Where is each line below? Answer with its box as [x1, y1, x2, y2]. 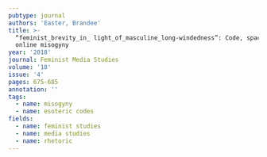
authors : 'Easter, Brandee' [8, 19, 102, 27]
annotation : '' [8, 85, 59, 94]
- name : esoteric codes [15, 108, 94, 116]
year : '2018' [8, 48, 52, 56]
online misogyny [15, 41, 69, 49]
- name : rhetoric [15, 136, 73, 145]
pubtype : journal [8, 11, 66, 20]
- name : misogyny [15, 100, 73, 108]
